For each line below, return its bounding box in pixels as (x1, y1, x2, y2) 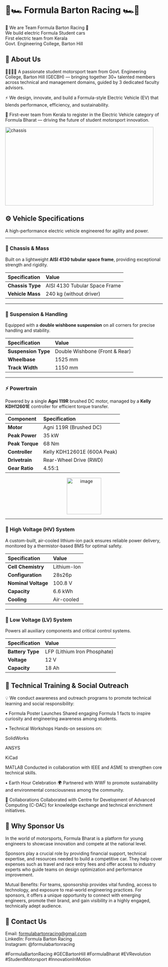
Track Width (7, 364, 38, 371)
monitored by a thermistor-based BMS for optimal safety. (5, 543, 122, 549)
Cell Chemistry (7, 563, 44, 570)
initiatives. (5, 807, 26, 813)
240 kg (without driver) (45, 290, 101, 297)
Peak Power (7, 432, 37, 439)
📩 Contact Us (5, 917, 47, 926)
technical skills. (5, 769, 37, 776)
